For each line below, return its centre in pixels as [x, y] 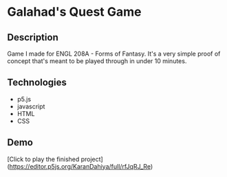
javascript [31, 106]
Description [33, 37]
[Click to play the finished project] [55, 159]
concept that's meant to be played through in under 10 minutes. [97, 61]
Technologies [37, 83]
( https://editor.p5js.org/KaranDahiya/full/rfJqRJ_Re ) [80, 166]
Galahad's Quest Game [74, 12]
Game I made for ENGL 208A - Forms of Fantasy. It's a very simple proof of [114, 54]
